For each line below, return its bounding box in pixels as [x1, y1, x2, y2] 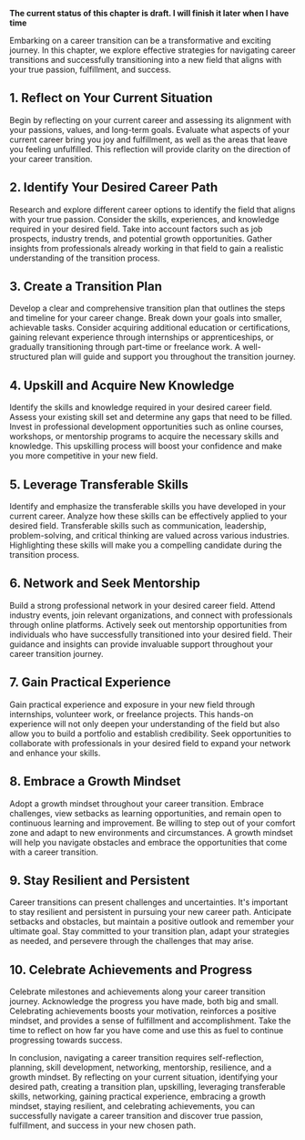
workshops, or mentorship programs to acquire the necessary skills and [9, 431, 280, 442]
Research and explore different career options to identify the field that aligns [9, 204, 296, 215]
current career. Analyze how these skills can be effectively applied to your [9, 510, 288, 522]
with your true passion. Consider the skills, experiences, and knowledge [9, 213, 280, 224]
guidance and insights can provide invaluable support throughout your [9, 638, 273, 650]
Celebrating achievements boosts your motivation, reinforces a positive [9, 1006, 277, 1017]
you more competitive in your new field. [9, 450, 158, 461]
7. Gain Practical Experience [9, 674, 171, 691]
